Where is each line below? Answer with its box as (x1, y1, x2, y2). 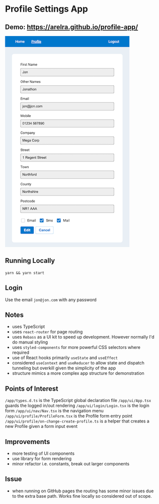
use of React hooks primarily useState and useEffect (12, 355, 118, 361)
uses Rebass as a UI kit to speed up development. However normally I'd (12, 334, 155, 340)
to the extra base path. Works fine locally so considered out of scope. (12, 493, 152, 499)
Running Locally (5, 257, 55, 265)
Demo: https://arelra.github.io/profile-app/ (5, 23, 139, 31)
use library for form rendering (12, 456, 72, 462)
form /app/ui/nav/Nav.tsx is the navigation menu (5, 408, 104, 414)
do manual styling (12, 339, 48, 345)
